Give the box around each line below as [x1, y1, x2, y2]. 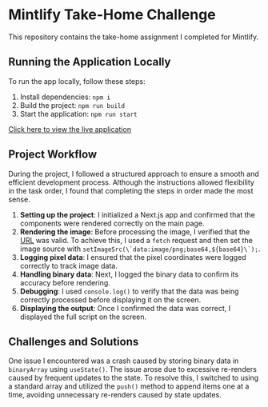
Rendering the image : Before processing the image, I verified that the [19, 226, 250, 237]
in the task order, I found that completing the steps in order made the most [8, 186, 254, 195]
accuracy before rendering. [19, 277, 110, 287]
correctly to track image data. [19, 261, 118, 270]
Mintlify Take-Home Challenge [8, 6, 216, 24]
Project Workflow [8, 148, 98, 162]
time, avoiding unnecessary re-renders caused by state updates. [8, 390, 222, 400]
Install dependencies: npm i [19, 92, 110, 102]
